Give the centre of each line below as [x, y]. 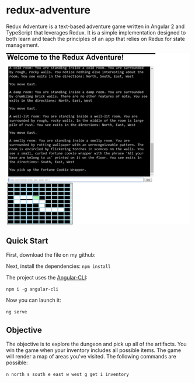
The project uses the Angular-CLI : [47, 278]
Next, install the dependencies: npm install [58, 266]
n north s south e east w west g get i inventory [68, 375]
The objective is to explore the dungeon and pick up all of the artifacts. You [96, 344]
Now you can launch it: [34, 300]
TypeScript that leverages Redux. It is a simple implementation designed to [96, 32]
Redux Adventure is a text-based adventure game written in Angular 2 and [95, 26]
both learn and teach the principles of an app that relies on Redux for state [96, 39]
